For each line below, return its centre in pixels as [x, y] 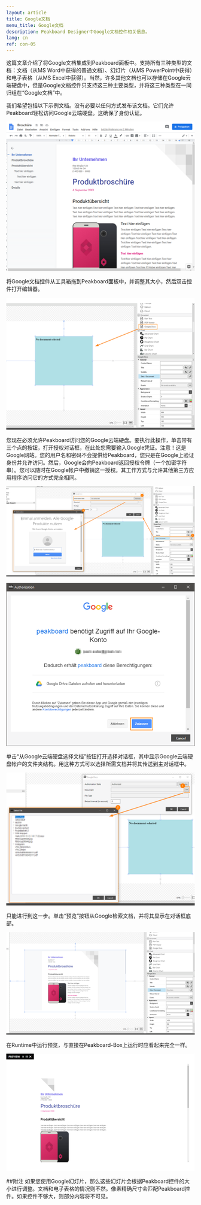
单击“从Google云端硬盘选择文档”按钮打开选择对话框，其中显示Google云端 [97, 756]
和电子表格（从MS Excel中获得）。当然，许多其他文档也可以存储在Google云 [99, 78]
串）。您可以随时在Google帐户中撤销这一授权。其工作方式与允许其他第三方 [98, 470]
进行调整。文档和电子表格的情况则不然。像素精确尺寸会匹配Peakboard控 [100, 1188]
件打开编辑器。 [25, 289]
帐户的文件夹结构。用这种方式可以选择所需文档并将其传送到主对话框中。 [100, 764]
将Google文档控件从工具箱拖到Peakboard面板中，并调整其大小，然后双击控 [99, 281]
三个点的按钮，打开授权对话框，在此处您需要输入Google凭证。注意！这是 [96, 447]
